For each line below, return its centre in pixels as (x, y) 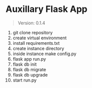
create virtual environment (40, 38)
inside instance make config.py (45, 54)
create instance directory (38, 48)
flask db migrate (29, 69)
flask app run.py (29, 59)
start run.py (24, 80)
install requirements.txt (36, 43)
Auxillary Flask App (46, 9)
